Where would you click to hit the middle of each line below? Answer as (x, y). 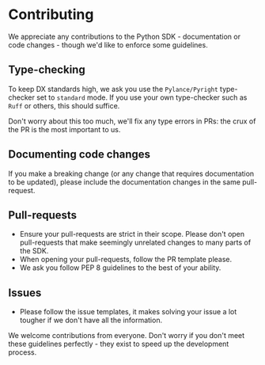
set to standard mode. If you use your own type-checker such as (142, 97)
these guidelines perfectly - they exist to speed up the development (119, 344)
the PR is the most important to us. (64, 129)
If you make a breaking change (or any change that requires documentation (131, 173)
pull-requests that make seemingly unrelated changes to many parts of (135, 242)
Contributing (51, 15)
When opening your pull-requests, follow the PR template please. (126, 260)
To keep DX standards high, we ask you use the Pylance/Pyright (114, 89)
